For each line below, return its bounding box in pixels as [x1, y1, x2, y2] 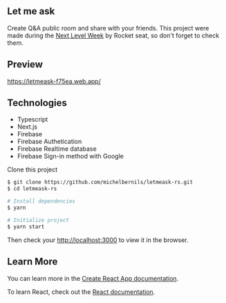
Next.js [17, 122, 38, 131]
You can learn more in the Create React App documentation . [7, 274, 179, 282]
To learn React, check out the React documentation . [7, 287, 156, 296]
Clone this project [7, 165, 58, 174]
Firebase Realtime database [17, 145, 97, 153]
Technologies [7, 97, 68, 109]
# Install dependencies [7, 198, 76, 205]
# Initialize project [7, 217, 70, 223]
